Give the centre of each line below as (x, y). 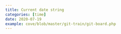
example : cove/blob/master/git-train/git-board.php (60, 24)
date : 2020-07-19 (23, 19)
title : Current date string (35, 10)
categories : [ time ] (26, 14)
